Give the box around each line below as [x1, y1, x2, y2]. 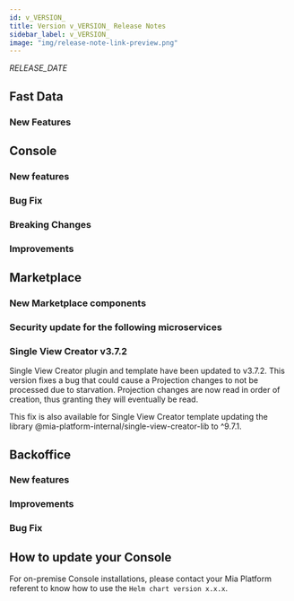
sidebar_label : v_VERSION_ [9, 30, 110, 39]
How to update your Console [9, 549, 172, 565]
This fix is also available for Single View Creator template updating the [9, 412, 269, 422]
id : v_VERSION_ [9, 13, 66, 22]
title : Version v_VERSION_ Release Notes [9, 22, 167, 30]
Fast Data [9, 89, 64, 104]
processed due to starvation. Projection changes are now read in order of [9, 385, 281, 396]
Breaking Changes [9, 218, 92, 231]
